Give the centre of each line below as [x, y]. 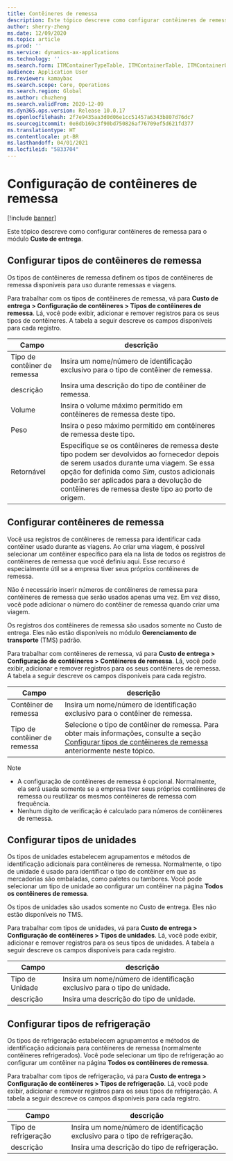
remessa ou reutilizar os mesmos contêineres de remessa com [107, 796]
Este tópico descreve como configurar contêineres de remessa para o [107, 231]
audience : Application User [48, 72]
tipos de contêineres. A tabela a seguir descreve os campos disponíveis [110, 320]
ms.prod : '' [24, 46]
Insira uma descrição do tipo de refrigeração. [145, 1147]
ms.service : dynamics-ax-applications [63, 53]
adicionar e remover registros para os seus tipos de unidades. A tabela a [111, 943]
